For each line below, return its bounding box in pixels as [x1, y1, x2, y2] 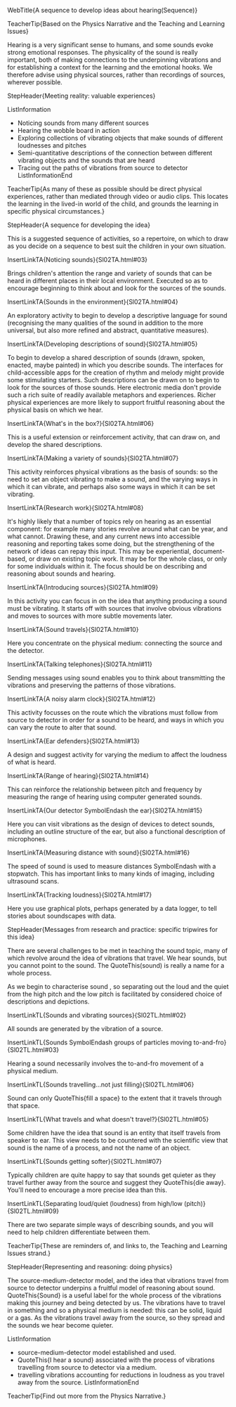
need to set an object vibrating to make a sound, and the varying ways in [7, 475, 218, 484]
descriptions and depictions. [7, 997, 90, 1006]
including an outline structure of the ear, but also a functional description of [7, 827, 226, 836]
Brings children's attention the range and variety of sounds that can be [7, 269, 212, 277]
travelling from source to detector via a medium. [17, 1363, 157, 1371]
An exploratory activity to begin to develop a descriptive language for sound [7, 311, 228, 319]
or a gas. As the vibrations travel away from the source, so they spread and [7, 1314, 225, 1322]
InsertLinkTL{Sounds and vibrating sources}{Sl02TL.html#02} [7, 1011, 187, 1019]
